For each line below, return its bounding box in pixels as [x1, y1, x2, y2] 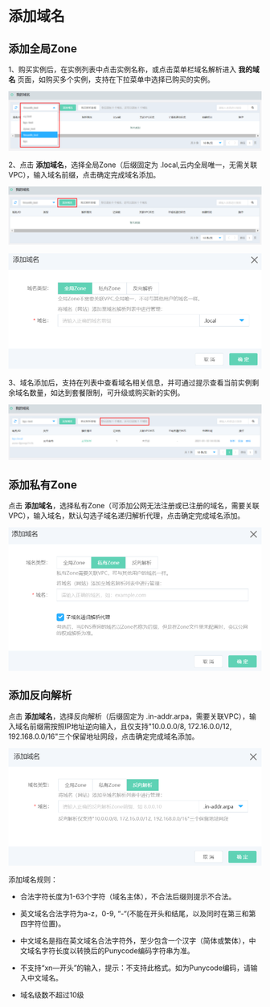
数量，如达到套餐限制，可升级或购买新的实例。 [29, 387, 185, 397]
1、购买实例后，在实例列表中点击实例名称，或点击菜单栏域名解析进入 [8, 65, 237, 74]
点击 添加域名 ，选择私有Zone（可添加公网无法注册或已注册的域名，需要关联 [8, 501, 260, 511]
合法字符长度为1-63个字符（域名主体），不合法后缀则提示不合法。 [19, 891, 236, 901]
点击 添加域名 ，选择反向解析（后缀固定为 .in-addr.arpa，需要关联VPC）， [8, 711, 250, 721]
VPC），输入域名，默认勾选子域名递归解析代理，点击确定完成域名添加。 [8, 511, 245, 520]
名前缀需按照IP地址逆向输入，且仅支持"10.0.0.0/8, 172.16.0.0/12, [22, 721, 232, 731]
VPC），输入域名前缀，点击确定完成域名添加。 [8, 169, 161, 179]
